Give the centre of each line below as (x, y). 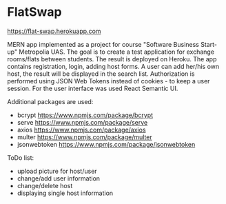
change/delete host (45, 185)
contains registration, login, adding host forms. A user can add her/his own (113, 66)
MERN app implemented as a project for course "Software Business (103, 44)
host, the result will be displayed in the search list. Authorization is (101, 74)
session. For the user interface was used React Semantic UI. (93, 88)
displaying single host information (65, 193)
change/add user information (59, 178)
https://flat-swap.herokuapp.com (54, 31)
